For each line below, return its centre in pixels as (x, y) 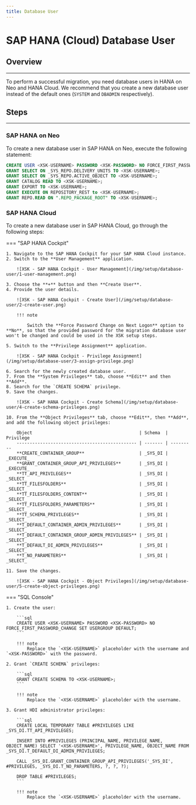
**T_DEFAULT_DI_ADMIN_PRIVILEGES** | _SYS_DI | (92, 545)
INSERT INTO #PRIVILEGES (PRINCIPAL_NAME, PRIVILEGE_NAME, (90, 741)
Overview (24, 62)
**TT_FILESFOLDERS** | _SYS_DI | (92, 484)
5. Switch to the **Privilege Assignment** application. (77, 346)
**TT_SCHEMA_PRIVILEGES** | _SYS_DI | (92, 515)
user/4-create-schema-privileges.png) (53, 407)
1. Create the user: (31, 608)
